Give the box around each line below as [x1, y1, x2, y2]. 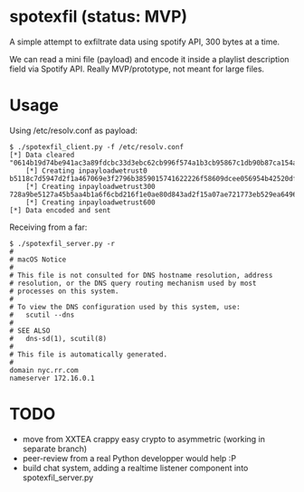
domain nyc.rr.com [9, 365, 79, 374]
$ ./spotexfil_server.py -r [9, 239, 116, 248]
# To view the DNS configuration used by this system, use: [9, 302, 242, 311]
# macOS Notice [9, 255, 67, 264]
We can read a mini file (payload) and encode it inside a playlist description [9, 53, 290, 64]
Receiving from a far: [9, 222, 88, 232]
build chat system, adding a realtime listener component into [22, 462, 249, 473]
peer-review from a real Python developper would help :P [22, 452, 237, 463]
